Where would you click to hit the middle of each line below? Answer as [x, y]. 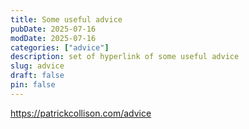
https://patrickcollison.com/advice [81, 113]
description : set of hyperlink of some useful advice [125, 57]
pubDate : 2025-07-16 [53, 29]
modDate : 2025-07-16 [53, 38]
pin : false [33, 85]
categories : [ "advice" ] [60, 47]
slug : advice [37, 66]
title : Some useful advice [66, 19]
